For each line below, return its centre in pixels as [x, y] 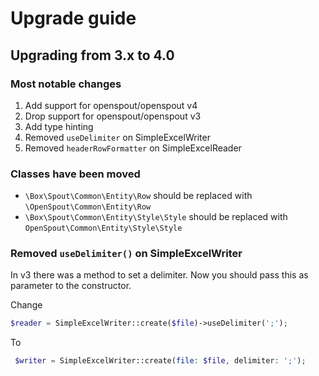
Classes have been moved [75, 174]
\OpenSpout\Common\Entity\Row [88, 207]
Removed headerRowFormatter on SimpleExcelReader [133, 148]
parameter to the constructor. [71, 286]
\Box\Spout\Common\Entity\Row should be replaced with [138, 196]
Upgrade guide [73, 18]
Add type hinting [59, 126]
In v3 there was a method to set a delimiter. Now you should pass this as [159, 275]
